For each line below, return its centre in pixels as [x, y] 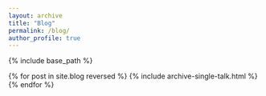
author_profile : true [45, 38]
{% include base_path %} [51, 61]
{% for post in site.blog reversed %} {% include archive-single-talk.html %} [133, 76]
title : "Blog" [32, 23]
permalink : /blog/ [39, 30]
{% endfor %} [31, 85]
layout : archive [35, 16]
